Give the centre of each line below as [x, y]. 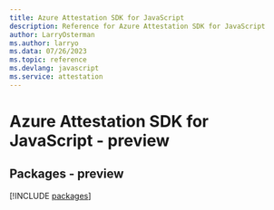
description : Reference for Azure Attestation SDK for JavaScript [137, 26]
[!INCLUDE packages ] [50, 196]
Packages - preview [67, 174]
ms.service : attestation [56, 77]
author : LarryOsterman [52, 34]
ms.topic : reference [49, 60]
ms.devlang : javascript [54, 69]
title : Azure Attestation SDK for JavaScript [97, 18]
